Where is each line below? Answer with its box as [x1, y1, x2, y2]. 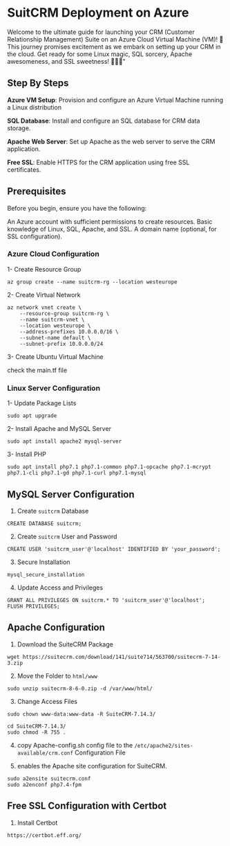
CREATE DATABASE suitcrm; [7, 520, 82, 527]
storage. [7, 123, 31, 132]
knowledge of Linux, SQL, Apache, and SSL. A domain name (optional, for [7, 224, 218, 233]
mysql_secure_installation [7, 571, 85, 578]
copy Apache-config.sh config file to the [17, 741, 133, 749]
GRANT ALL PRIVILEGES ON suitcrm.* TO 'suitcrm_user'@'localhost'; [7, 597, 206, 603]
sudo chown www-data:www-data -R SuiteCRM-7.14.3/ [7, 710, 156, 718]
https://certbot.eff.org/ [7, 831, 82, 839]
